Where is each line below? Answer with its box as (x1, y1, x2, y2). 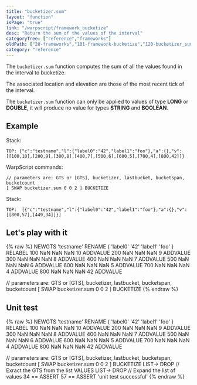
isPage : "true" (6, 19, 43, 25)
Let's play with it (6, 227, 67, 237)
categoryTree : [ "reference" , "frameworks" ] (6, 36, 111, 42)
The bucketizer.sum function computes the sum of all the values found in (6, 63, 182, 70)
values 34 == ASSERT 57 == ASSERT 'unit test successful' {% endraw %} (6, 373, 185, 380)
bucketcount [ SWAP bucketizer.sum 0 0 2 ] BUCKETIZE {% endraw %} (6, 285, 179, 293)
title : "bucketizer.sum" (6, 8, 67, 15)
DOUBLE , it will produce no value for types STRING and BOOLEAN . (6, 104, 169, 111)
